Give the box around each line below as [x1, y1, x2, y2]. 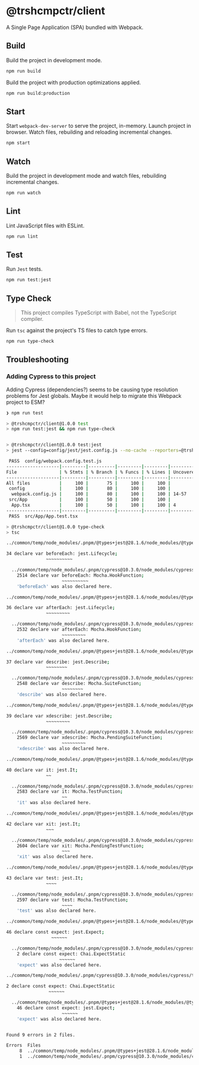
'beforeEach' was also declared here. [17, 583, 113, 590]
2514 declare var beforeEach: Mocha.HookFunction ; [17, 572, 145, 578]
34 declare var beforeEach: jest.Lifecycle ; [6, 551, 118, 557]
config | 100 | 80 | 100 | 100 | [8, 485, 171, 492]
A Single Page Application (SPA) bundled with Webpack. [6, 24, 144, 31]
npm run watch [6, 190, 41, 196]
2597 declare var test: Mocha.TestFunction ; [17, 897, 129, 903]
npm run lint [6, 233, 38, 239]
